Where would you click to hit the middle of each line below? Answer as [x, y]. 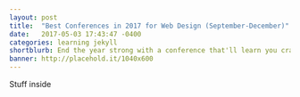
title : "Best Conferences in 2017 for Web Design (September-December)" [150, 26]
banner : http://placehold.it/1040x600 [81, 59]
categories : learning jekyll [63, 42]
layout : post [33, 17]
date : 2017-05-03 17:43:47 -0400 [75, 34]
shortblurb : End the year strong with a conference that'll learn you [143, 51]
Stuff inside [30, 84]
